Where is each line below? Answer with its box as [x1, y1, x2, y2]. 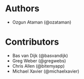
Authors [5, 3, 40, 14]
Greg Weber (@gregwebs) [12, 57, 66, 64]
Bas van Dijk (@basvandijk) [12, 53, 68, 58]
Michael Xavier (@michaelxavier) [12, 68, 80, 74]
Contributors [5, 36, 59, 48]
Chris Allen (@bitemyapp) [12, 63, 65, 69]
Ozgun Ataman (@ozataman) [12, 19, 72, 25]
